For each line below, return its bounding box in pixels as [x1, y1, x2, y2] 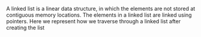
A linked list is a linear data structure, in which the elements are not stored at [6, 5, 196, 12]
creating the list [6, 24, 45, 31]
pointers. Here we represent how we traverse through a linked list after [6, 18, 181, 24]
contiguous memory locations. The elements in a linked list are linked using [6, 11, 192, 18]
